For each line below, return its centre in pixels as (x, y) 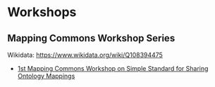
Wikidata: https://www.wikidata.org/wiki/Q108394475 (85, 55)
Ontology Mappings (46, 76)
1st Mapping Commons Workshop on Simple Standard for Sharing (113, 68)
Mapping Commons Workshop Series (91, 38)
